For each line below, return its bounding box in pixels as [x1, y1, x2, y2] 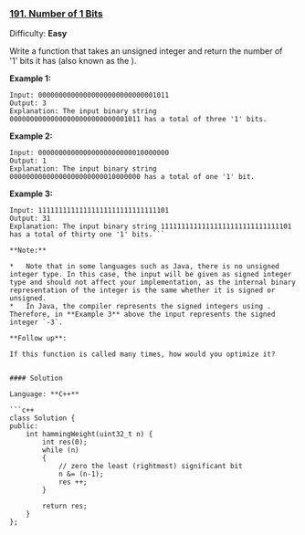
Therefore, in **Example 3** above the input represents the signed [9, 309, 276, 320]
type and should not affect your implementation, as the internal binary [9, 278, 297, 288]
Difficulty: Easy [9, 28, 68, 39]
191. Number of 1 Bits [9, 7, 103, 20]
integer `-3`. [9, 318, 64, 327]
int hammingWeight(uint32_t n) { [26, 430, 153, 439]
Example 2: [9, 131, 53, 142]
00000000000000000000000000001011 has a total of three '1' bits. [9, 115, 268, 124]
